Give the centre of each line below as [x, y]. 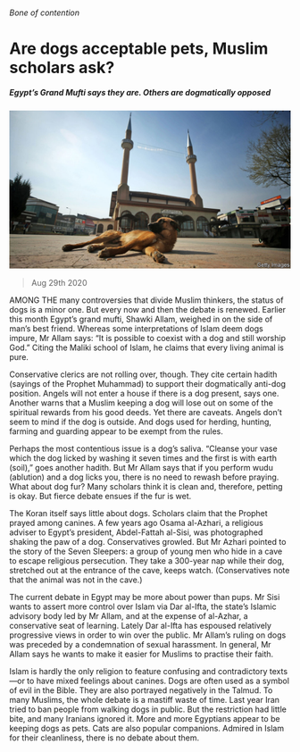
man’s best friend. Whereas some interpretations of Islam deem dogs [136, 329]
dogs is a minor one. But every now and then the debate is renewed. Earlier [148, 310]
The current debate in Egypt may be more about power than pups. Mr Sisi [145, 597]
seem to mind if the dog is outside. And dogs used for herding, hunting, [141, 422]
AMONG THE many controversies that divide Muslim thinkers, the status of [146, 300]
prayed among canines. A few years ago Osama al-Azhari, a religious [136, 523]
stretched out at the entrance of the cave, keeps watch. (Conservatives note [150, 571]
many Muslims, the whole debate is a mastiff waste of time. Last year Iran [144, 700]
